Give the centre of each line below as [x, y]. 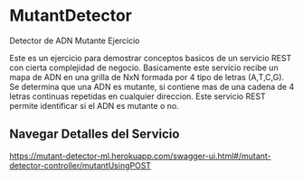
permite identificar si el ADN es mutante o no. [94, 105]
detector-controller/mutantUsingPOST [80, 165]
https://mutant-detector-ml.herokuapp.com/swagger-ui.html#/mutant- [140, 156]
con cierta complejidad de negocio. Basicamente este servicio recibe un [144, 67]
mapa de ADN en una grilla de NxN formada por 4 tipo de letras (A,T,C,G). [147, 76]
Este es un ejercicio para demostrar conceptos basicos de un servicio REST [151, 58]
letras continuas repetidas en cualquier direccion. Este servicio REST [138, 96]
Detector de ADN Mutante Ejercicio [75, 40]
